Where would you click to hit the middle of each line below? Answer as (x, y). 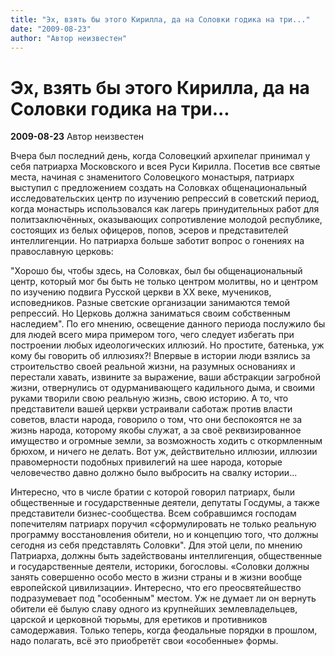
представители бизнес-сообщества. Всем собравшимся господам (153, 513)
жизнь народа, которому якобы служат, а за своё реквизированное (156, 430)
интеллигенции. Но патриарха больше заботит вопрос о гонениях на (157, 241)
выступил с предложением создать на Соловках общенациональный (159, 188)
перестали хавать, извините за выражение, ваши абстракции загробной (165, 377)
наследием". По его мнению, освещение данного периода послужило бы (168, 324)
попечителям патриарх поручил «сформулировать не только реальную (163, 524)
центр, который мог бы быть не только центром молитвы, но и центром (164, 282)
